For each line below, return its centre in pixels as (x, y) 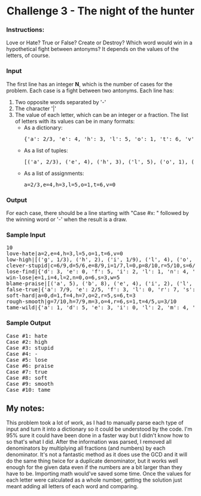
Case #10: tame (28, 390)
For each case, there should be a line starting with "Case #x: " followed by (98, 213)
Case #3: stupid (30, 348)
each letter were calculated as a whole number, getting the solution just (94, 480)
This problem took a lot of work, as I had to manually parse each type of (95, 423)
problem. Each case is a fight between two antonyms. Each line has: (90, 90)
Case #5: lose (27, 360)
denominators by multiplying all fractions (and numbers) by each (86, 448)
